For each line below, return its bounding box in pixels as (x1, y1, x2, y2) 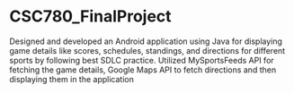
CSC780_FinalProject (9, 6, 173, 27)
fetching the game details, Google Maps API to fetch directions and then (9, 64, 277, 75)
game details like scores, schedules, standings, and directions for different (9, 45, 286, 55)
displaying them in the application (9, 73, 135, 84)
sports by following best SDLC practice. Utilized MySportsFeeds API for (9, 55, 274, 65)
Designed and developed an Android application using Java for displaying (9, 36, 283, 46)
